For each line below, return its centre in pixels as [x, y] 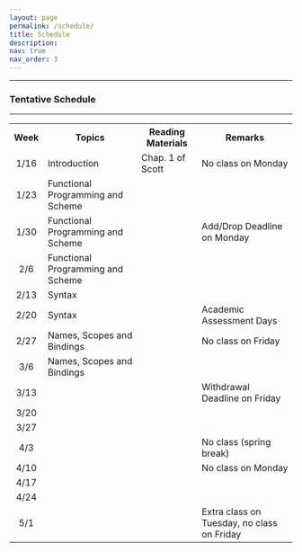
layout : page [34, 18]
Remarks [245, 138]
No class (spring [236, 442]
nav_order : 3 [34, 59]
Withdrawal [226, 387]
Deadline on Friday [241, 398]
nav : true [28, 51]
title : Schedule [40, 34]
